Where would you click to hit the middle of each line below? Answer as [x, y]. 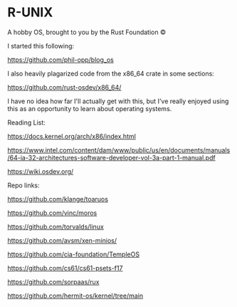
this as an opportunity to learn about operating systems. [90, 108]
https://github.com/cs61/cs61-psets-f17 [65, 268]
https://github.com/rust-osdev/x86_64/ [64, 87]
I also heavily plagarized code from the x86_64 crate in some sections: [111, 73]
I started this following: [41, 46]
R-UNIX [30, 12]
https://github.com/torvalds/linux [56, 227]
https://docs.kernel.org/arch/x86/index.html [72, 136]
